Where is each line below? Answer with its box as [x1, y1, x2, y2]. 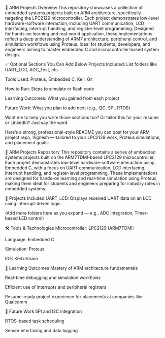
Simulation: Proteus [5, 246, 45, 252]
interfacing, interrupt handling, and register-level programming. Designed [5, 26, 154, 31]
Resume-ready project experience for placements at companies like [5, 294, 143, 300]
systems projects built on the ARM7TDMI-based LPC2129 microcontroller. [5, 154, 155, 160]
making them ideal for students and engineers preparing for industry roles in [5, 181, 160, 186]
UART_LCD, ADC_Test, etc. [5, 67, 59, 72]
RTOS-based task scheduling [5, 318, 65, 324]
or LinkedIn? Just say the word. [5, 120, 69, 125]
